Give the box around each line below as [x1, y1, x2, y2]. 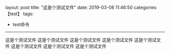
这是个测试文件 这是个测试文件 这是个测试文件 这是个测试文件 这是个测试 [5, 37, 157, 43]
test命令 [12, 22, 30, 27]
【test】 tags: [5, 11, 34, 17]
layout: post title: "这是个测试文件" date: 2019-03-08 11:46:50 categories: [5, 5, 158, 10]
